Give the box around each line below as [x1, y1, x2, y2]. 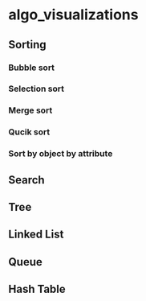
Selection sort [8, 83, 64, 94]
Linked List [8, 228, 64, 241]
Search [8, 173, 46, 187]
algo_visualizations [8, 6, 139, 24]
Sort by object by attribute [8, 148, 113, 159]
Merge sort [8, 105, 53, 116]
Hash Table [8, 282, 66, 296]
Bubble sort [8, 62, 55, 73]
